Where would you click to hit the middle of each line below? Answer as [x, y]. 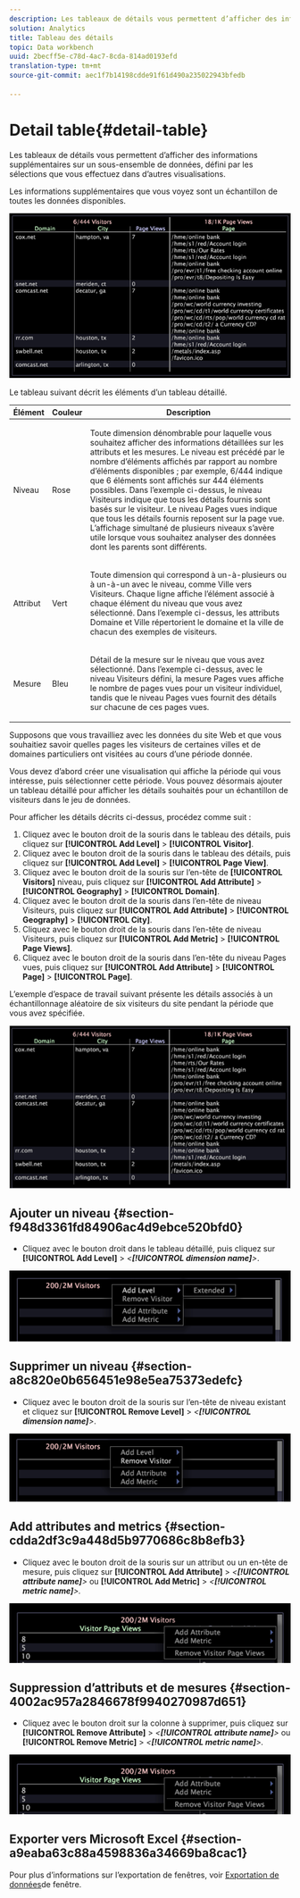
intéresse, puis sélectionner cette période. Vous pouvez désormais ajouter [146, 781]
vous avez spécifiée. [47, 1013]
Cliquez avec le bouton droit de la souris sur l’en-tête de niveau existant [154, 1401]
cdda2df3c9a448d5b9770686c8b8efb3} [127, 1541]
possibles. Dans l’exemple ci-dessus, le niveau [176, 489]
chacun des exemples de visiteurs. [153, 631]
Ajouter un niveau [60, 1213]
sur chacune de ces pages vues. [150, 707]
